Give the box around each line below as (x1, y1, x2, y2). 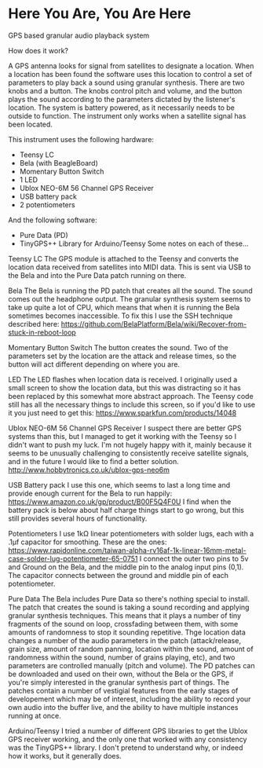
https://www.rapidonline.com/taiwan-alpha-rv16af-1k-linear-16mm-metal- (8, 545, 247, 554)
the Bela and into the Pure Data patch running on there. (8, 270, 187, 280)
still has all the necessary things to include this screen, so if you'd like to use (8, 400, 256, 409)
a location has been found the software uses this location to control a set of (8, 69, 253, 79)
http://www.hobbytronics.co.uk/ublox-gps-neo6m (8, 465, 170, 474)
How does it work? (8, 46, 69, 55)
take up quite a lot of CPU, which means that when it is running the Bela (8, 302, 240, 312)
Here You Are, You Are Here (8, 5, 192, 23)
